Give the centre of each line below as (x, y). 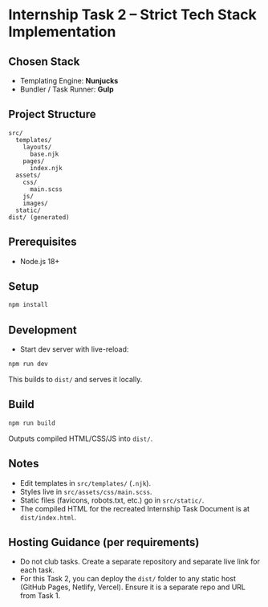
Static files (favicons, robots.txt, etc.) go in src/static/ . (112, 500)
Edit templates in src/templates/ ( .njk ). (85, 483)
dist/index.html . (48, 517)
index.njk (46, 168)
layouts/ (37, 147)
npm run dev (28, 364)
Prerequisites (43, 242)
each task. (37, 570)
